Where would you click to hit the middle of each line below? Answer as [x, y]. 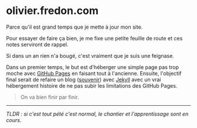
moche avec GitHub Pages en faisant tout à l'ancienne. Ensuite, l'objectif [94, 73]
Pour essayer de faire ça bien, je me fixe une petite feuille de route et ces [94, 38]
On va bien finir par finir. [50, 97]
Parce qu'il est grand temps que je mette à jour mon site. [74, 27]
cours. [14, 120]
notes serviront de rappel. [37, 44]
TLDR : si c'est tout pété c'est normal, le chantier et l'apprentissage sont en [97, 114]
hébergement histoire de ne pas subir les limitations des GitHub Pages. [92, 85]
